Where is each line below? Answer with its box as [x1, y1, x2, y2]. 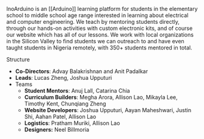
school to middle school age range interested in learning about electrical [6, 12, 189, 19]
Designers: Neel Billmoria [24, 126, 90, 133]
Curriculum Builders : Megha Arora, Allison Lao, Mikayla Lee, [24, 94, 178, 101]
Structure [6, 56, 31, 63]
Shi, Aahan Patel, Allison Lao [24, 113, 97, 120]
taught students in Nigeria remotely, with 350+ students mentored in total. [6, 44, 192, 51]
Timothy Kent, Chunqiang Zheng [24, 100, 106, 107]
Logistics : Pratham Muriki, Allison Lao [24, 119, 120, 127]
